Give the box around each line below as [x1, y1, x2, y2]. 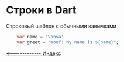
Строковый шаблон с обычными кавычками [6, 23, 117, 30]
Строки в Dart [6, 3, 77, 17]
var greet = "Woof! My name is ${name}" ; [16, 39, 119, 45]
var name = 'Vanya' [16, 34, 64, 39]
